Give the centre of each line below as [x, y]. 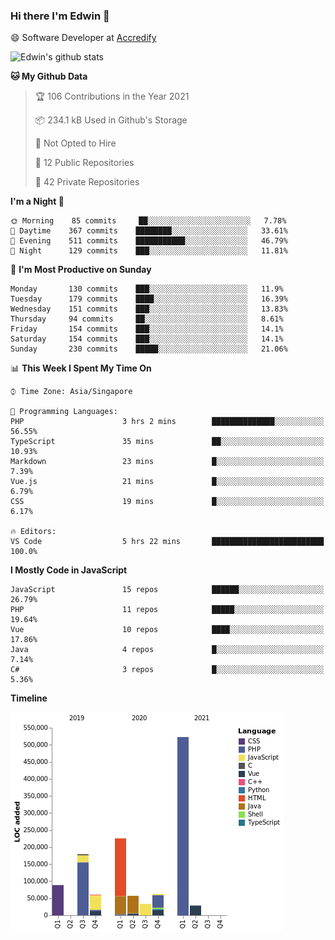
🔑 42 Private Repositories [87, 182]
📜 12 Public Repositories [84, 163]
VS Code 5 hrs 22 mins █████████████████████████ [167, 542]
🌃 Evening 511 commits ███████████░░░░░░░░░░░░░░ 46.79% [149, 241]
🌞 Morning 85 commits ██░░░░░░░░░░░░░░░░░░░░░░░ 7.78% [148, 221]
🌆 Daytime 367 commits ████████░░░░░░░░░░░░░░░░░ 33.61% [149, 231]
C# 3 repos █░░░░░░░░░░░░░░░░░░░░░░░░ [167, 670]
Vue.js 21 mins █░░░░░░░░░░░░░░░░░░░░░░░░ [167, 482]
